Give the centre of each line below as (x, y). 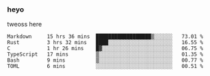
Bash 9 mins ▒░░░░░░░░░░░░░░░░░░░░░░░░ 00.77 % (105, 60)
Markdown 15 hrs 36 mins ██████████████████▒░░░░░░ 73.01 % (105, 37)
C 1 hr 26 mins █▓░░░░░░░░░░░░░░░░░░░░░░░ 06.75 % (105, 49)
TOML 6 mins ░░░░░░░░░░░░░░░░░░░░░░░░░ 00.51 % (105, 66)
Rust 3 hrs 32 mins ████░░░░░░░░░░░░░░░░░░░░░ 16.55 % (105, 43)
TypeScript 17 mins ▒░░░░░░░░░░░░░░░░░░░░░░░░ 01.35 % (105, 55)
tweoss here (25, 24)
